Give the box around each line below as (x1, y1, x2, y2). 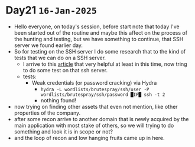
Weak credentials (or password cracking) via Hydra (31, 79, 157, 86)
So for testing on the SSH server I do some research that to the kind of (14, 48, 186, 55)
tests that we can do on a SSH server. (14, 54, 106, 61)
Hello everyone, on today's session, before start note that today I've (14, 23, 180, 30)
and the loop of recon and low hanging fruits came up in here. (14, 134, 165, 141)
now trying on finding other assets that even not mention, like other (14, 103, 178, 110)
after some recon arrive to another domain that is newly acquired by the (14, 115, 189, 122)
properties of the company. (14, 109, 81, 116)
